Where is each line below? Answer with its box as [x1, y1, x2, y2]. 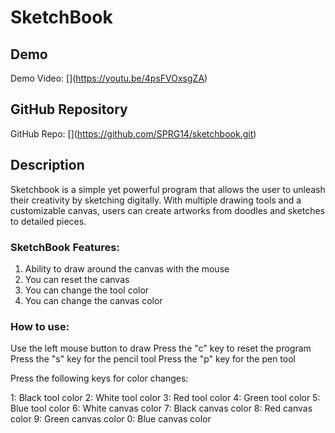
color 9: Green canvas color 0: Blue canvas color [10, 413, 212, 425]
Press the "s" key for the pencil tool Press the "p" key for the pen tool [10, 353, 296, 365]
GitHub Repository [10, 101, 128, 118]
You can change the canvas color [24, 294, 163, 306]
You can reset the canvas [24, 273, 130, 285]
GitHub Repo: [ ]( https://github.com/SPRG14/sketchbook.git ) [10, 127, 257, 140]
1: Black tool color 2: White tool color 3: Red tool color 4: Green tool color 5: [10, 392, 321, 404]
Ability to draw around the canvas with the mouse [24, 262, 230, 275]
